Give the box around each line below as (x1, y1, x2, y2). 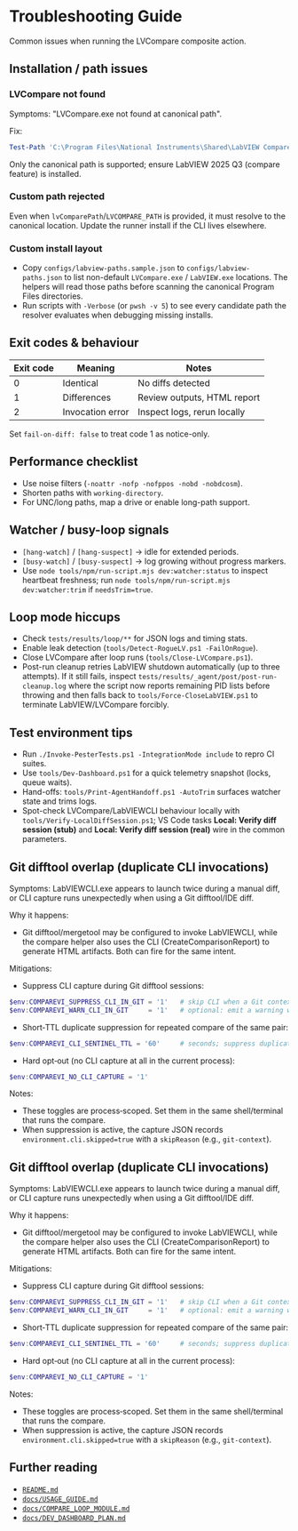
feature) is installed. (9, 168, 82, 179)
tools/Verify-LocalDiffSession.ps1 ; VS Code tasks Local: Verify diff (21, 815, 277, 826)
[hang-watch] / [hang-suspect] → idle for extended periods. (21, 546, 239, 557)
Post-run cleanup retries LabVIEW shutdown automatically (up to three (21, 661, 281, 672)
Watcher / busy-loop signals (9, 523, 169, 538)
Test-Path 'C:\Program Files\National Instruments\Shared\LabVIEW (9, 142, 260, 152)
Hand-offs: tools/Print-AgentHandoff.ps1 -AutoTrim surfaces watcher (21, 787, 281, 798)
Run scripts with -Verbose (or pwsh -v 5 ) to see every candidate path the (21, 301, 286, 311)
